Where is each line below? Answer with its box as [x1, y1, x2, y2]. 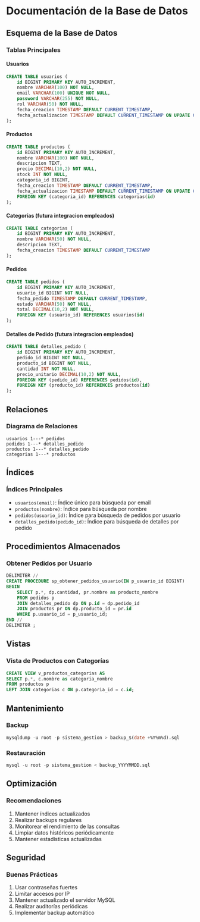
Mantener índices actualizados [14, 810, 90, 817]
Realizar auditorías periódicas [14, 903, 88, 910]
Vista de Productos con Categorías [6, 657, 110, 665]
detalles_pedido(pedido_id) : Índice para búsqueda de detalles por [14, 518, 179, 525]
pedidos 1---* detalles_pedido [6, 441, 84, 447]
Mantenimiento [6, 703, 64, 713]
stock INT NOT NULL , [17, 171, 68, 178]
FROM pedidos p [17, 595, 55, 601]
